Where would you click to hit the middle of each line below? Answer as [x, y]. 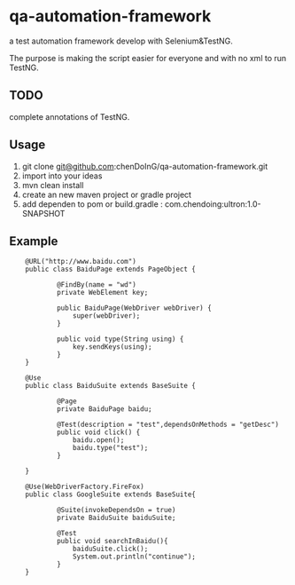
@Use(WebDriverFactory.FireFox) [85, 487]
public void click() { [98, 432]
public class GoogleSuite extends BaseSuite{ [111, 494]
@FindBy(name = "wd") [97, 285]
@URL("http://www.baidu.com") [81, 262]
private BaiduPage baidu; [104, 409]
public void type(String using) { [120, 339]
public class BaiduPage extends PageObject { [111, 269]
